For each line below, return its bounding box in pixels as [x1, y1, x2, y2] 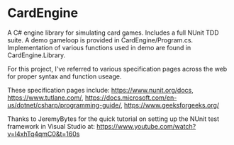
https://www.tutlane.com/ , [7, 93, 84, 102]
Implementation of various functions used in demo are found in [7, 43, 191, 52]
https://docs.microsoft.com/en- [84, 93, 177, 102]
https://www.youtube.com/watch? [96, 122, 196, 130]
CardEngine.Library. [7, 51, 66, 59]
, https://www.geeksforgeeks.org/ [120, 100, 220, 109]
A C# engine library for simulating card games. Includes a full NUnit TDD [7, 28, 219, 37]
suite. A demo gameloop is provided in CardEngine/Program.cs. [7, 35, 194, 44]
